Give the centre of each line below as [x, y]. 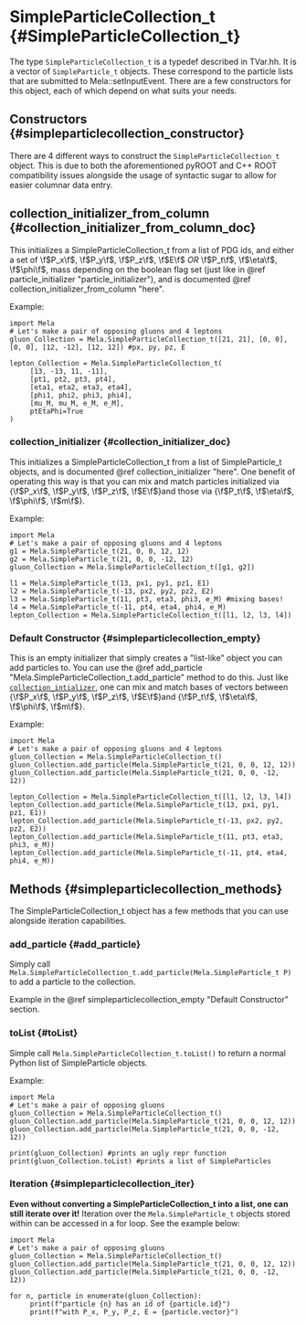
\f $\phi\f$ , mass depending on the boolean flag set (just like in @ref [137, 269]
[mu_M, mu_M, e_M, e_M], [77, 403]
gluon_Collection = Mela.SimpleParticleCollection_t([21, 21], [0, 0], [148, 339]
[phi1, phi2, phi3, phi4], [81, 395]
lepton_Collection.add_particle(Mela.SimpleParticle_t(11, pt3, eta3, [147, 837]
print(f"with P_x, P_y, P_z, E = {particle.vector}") [134, 1312]
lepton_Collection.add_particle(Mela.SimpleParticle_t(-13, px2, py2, [147, 821]
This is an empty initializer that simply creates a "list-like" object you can [146, 658]
